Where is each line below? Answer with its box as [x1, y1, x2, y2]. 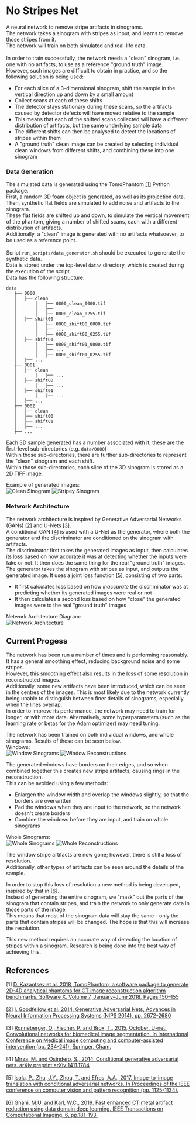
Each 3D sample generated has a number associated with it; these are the [6, 439, 184, 446]
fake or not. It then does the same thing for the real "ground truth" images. [6, 559, 185, 566]
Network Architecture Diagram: [6, 613, 81, 620]
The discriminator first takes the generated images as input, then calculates [6, 546, 188, 554]
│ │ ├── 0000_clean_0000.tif [13, 301, 106, 307]
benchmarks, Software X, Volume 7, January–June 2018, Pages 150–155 [6, 994, 179, 1001]
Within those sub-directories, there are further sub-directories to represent [6, 452, 187, 459]
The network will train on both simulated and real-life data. [6, 42, 147, 49]
